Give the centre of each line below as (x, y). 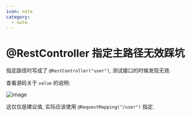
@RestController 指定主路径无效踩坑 (95, 53)
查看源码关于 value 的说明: (38, 83)
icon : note (19, 11)
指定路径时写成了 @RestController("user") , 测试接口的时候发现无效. (88, 70)
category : (18, 17)
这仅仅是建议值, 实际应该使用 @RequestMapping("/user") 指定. (80, 107)
